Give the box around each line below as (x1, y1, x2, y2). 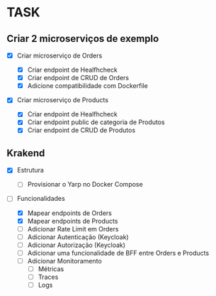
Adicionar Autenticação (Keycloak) (27, 232, 129, 241)
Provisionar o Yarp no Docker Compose (27, 180, 143, 189)
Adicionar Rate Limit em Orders (27, 224, 119, 233)
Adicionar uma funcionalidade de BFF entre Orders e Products (27, 248, 210, 257)
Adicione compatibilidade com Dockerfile (27, 82, 148, 90)
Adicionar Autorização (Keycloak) (27, 241, 125, 249)
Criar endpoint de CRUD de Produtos (27, 126, 136, 135)
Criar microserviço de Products (16, 96, 109, 104)
